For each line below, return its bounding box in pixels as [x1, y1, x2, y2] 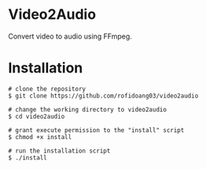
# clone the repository [8, 85, 86, 93]
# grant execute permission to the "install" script [8, 126, 185, 134]
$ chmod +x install [8, 133, 72, 141]
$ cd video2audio [8, 112, 65, 120]
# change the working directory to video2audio [8, 105, 167, 113]
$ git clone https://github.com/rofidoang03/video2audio [8, 92, 199, 100]
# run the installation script [8, 147, 111, 155]
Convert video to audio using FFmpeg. [8, 31, 132, 41]
